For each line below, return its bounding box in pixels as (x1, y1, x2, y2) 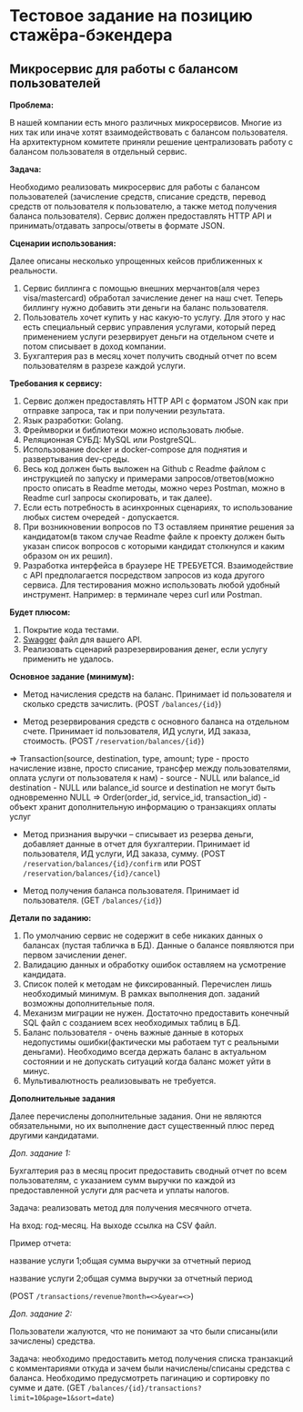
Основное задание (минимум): (9, 671, 135, 681)
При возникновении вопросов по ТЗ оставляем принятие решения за (22, 521, 295, 532)
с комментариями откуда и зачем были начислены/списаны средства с (9, 1363, 291, 1374)
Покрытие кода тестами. (22, 625, 120, 635)
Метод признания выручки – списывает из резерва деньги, (22, 829, 255, 839)
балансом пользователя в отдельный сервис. (9, 147, 187, 157)
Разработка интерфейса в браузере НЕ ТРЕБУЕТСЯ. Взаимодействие (22, 560, 294, 570)
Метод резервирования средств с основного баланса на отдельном (22, 716, 289, 727)
